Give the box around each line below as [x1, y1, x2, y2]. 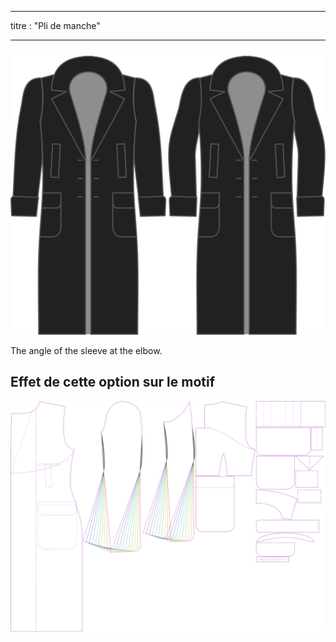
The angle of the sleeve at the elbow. [10, 344, 163, 356]
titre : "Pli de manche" [10, 20, 101, 31]
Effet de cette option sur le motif [10, 374, 216, 391]
